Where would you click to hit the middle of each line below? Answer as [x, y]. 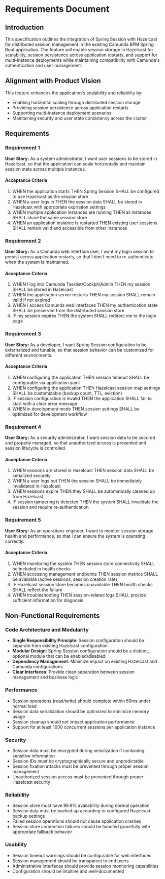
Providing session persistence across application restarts [70, 108]
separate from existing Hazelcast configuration [60, 646]
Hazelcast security [31, 782]
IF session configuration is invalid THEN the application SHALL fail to [82, 398]
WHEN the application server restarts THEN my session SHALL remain [83, 295]
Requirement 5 [23, 520]
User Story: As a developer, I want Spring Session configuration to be [76, 345]
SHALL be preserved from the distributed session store [68, 311]
